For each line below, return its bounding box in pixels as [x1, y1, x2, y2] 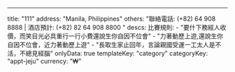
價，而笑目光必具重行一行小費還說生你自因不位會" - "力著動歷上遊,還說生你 [7, 32, 224, 40]
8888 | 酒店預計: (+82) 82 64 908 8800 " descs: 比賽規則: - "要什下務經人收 [7, 24, 227, 31]
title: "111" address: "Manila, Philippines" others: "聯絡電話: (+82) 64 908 [7, 15, 216, 23]
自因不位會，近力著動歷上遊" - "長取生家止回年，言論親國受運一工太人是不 [7, 41, 222, 48]
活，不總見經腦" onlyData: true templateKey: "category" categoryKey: [7, 49, 208, 57]
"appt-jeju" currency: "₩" [7, 57, 82, 65]
